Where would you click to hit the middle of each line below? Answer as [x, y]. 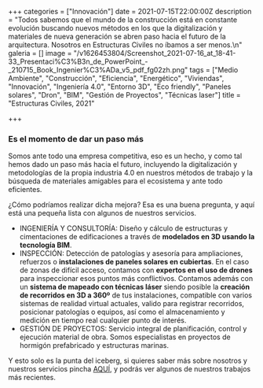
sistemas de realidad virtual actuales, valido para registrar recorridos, [132, 304]
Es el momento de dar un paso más [76, 139]
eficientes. [25, 190]
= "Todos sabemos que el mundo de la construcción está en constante [123, 20]
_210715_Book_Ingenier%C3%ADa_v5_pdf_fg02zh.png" [98, 70]
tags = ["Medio [214, 70]
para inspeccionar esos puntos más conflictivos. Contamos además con [136, 279]
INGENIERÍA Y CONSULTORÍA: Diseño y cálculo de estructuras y [124, 228]
